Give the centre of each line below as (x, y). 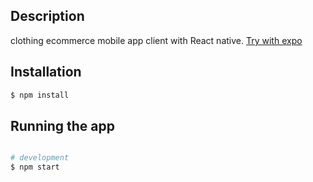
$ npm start (35, 167)
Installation (46, 72)
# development (40, 158)
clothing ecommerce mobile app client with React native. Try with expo (156, 40)
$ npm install (40, 95)
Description (47, 16)
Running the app (62, 125)
